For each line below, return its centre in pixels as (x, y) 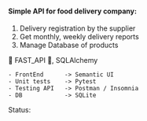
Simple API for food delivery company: (73, 11)
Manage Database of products (69, 45)
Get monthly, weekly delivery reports (79, 37)
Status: (20, 110)
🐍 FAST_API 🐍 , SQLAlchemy (53, 60)
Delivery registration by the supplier (77, 28)
